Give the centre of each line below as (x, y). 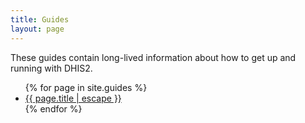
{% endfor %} (53, 108)
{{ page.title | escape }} (73, 98)
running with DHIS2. (51, 68)
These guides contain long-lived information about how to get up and (153, 57)
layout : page (37, 29)
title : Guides (40, 19)
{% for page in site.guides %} (86, 87)
